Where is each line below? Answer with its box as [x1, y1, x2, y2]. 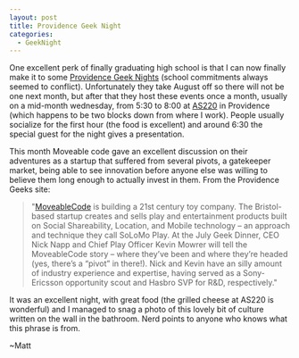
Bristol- [254, 202, 283, 212]
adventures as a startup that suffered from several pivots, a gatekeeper [9, 155, 271, 166]
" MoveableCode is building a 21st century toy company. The [30, 202, 253, 212]
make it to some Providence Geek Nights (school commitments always [9, 72, 269, 83]
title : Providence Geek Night [9, 21, 122, 30]
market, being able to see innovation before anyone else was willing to [9, 165, 268, 176]
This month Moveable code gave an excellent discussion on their [9, 146, 248, 157]
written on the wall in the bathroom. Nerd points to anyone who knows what [9, 313, 288, 324]
